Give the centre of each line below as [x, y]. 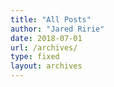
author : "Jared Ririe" [57, 29]
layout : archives [46, 66]
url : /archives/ [44, 47]
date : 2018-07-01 [46, 38]
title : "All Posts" [51, 19]
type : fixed [35, 57]
